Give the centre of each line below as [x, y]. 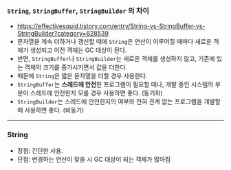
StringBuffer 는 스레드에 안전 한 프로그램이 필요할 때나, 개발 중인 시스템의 [115, 84]
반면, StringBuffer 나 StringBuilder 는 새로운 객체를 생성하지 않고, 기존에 [116, 59]
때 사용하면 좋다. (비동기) [51, 110]
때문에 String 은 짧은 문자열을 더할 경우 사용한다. [82, 76]
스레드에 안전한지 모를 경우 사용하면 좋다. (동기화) [96, 93]
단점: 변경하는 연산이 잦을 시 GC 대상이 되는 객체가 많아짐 [94, 159]
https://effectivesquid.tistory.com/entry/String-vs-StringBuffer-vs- [111, 26]
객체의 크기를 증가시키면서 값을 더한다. [76, 67]
